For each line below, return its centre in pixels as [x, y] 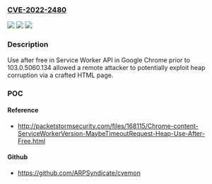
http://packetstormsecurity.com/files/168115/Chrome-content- [108, 126]
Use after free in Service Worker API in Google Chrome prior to [99, 60]
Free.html [31, 141]
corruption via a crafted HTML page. [60, 75]
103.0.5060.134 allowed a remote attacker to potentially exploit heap [106, 67]
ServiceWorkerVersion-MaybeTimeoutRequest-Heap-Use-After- [111, 133]
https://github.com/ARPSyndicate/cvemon [79, 173]
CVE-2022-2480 [37, 10]
